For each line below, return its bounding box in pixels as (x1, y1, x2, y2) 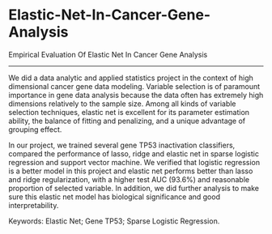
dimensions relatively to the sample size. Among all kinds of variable (8, 99, 236, 108)
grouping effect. (8, 124, 62, 134)
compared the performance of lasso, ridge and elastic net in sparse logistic (8, 148, 259, 159)
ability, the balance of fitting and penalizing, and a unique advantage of (8, 116, 246, 126)
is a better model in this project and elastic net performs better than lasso (8, 166, 253, 176)
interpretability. (8, 200, 59, 210)
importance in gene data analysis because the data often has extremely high (8, 90, 264, 100)
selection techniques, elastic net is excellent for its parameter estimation (8, 107, 249, 117)
